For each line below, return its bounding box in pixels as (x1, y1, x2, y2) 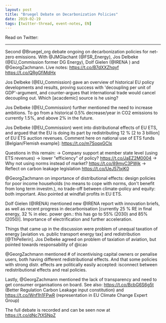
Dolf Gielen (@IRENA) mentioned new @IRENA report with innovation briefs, (5, 201, 160, 206)
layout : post (5, 7, 32, 12)
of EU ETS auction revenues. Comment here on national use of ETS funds (5, 135, 155, 141)
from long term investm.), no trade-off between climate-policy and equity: (5, 186, 156, 192)
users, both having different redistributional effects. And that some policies (5, 256, 158, 262)
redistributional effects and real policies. (5, 267, 87, 273)
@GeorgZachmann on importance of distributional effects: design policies (5, 175, 156, 181)
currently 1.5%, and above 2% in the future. (5, 115, 94, 121)
